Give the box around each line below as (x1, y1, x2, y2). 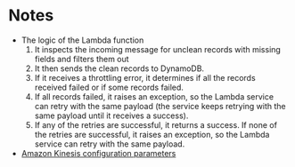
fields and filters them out (34, 53, 130, 64)
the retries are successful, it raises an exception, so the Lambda (34, 129, 270, 139)
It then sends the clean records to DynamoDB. (34, 63, 205, 74)
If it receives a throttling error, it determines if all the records (34, 72, 256, 83)
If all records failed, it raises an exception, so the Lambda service (34, 91, 274, 102)
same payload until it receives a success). (34, 110, 189, 121)
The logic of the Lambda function (20, 35, 144, 45)
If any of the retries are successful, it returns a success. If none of (34, 119, 278, 130)
